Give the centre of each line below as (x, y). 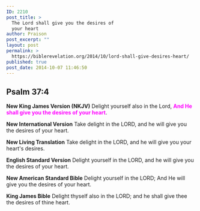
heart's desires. (26, 149)
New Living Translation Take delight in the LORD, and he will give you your (99, 142)
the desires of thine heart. (38, 203)
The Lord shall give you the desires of (63, 23)
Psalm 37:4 (28, 91)
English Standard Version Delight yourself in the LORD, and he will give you (100, 160)
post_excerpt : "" (28, 40)
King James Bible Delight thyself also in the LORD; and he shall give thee (97, 196)
